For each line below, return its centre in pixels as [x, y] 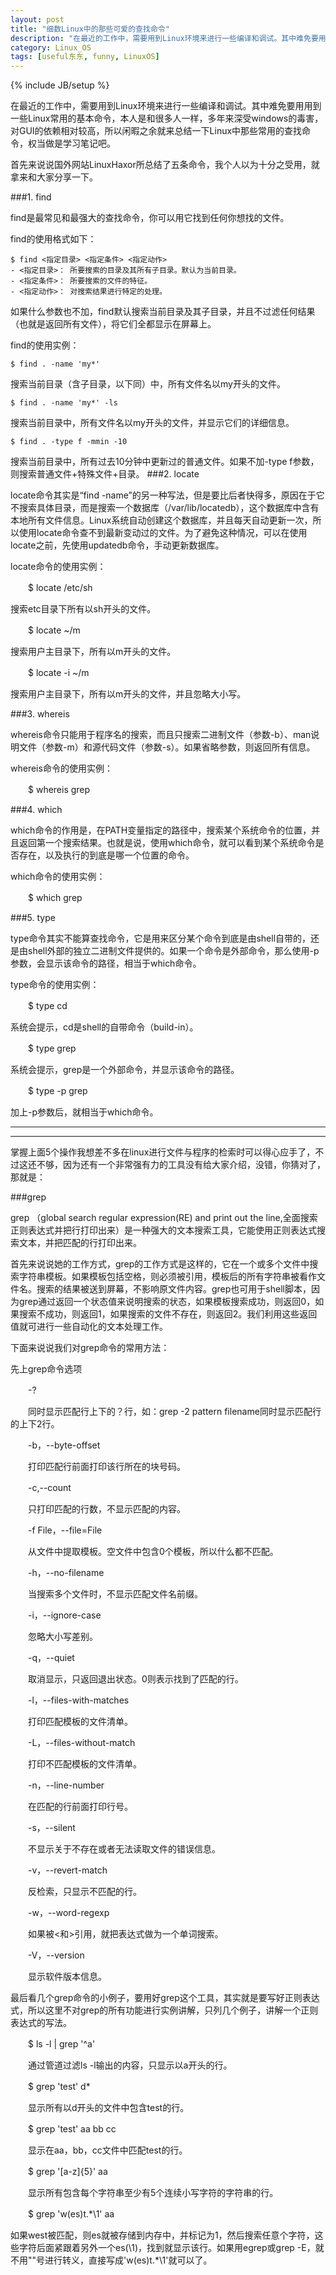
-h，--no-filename [66, 1573]
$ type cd [47, 1006]
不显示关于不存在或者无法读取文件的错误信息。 [124, 1849]
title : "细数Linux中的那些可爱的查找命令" [90, 29]
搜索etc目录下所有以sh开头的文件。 [83, 609]
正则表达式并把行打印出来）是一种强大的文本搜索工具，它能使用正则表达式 [163, 1230]
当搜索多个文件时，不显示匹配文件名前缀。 [115, 1594]
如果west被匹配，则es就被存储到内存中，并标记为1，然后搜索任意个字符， [162, 2235]
